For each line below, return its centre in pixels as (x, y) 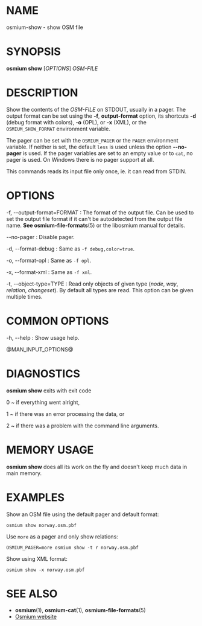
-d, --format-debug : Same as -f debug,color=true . (70, 249)
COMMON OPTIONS (58, 321)
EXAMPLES (35, 497)
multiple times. (24, 296)
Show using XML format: (37, 558)
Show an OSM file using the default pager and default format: (83, 514)
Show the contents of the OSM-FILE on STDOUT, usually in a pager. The (96, 109)
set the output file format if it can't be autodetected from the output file (94, 219)
